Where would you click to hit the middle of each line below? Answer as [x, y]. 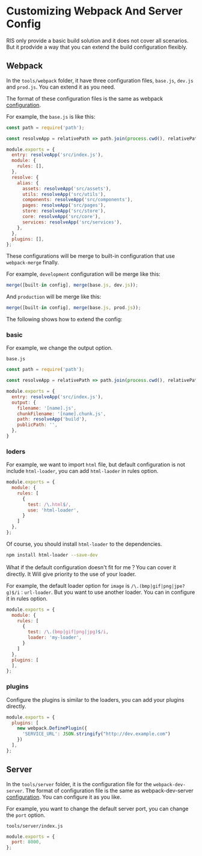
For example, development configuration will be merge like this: [83, 274]
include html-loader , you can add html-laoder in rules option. [82, 471]
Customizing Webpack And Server [94, 11]
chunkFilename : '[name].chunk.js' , [62, 414]
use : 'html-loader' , [54, 510]
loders [16, 451]
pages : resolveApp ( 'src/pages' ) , [64, 205]
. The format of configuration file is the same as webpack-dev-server [108, 790]
